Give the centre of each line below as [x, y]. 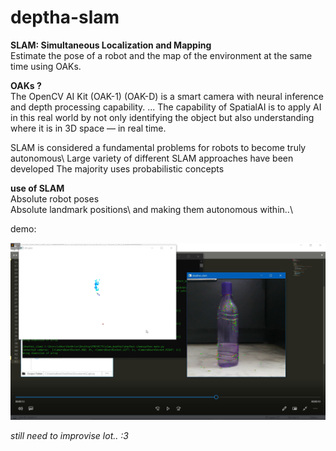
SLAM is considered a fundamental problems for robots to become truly [158, 147]
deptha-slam [65, 17]
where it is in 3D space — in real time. [88, 128]
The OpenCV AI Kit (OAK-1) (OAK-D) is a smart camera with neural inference [167, 96]
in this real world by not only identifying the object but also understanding [162, 117]
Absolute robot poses [55, 198]
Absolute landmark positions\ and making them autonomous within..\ [151, 209]
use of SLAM [37, 188]
